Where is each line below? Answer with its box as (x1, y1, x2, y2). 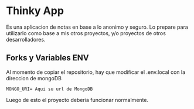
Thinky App (6, 4, 64, 18)
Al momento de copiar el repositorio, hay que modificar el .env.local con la (6, 69, 186, 76)
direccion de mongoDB (6, 74, 62, 81)
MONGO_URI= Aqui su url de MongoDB (6, 86, 93, 92)
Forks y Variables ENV (6, 53, 89, 63)
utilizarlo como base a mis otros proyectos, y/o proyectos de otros (6, 29, 166, 36)
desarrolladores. (6, 36, 46, 43)
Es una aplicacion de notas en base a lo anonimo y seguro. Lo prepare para (6, 23, 189, 30)
